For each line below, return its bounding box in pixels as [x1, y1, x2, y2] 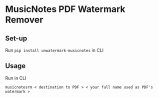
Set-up [5, 34, 27, 42]
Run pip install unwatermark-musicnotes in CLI [5, 47, 104, 53]
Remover [5, 14, 43, 25]
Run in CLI [5, 75, 26, 81]
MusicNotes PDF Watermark [5, 3, 126, 15]
